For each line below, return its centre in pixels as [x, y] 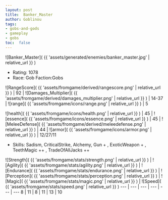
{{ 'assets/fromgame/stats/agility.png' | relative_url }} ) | [82, 165]
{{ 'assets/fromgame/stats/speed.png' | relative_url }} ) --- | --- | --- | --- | [82, 186]
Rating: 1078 [25, 72]
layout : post [19, 10]
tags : [11, 24]
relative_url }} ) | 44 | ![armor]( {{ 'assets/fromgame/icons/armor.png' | [79, 129]
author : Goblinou [23, 19]
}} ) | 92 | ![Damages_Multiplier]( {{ [41, 93]
